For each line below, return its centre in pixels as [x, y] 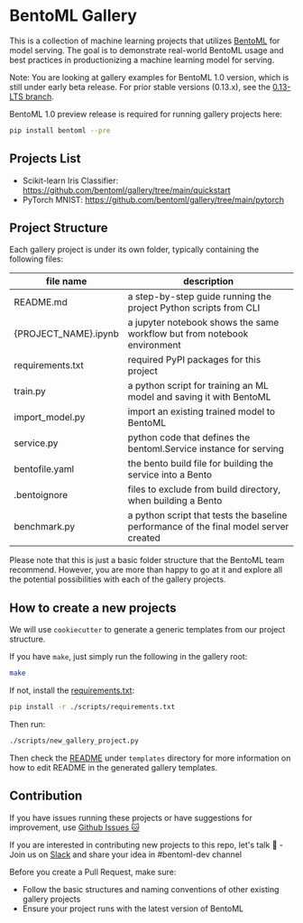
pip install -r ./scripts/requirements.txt [92, 707]
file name [66, 282]
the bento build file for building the [200, 464]
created [144, 538]
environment [155, 346]
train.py [30, 392]
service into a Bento [170, 475]
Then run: [28, 724]
